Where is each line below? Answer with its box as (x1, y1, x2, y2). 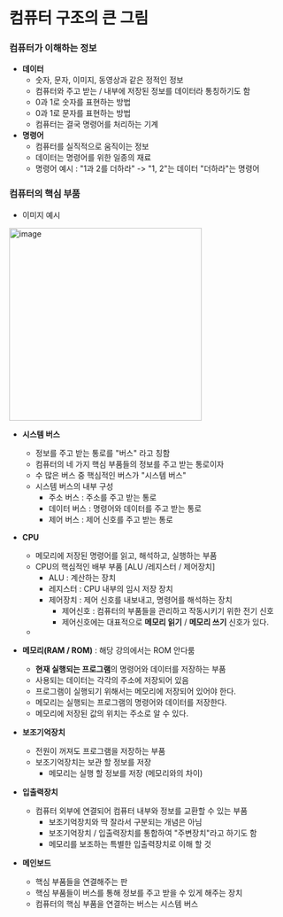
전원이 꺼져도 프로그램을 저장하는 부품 (34, 745, 166, 756)
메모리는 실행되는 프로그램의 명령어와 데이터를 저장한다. (34, 696, 227, 707)
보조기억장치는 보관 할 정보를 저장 (34, 757, 152, 767)
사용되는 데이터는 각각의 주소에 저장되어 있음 (34, 674, 189, 685)
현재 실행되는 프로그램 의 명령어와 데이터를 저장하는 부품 (34, 664, 226, 674)
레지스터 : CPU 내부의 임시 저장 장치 (48, 583, 174, 594)
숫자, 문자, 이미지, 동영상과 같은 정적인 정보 (34, 74, 184, 85)
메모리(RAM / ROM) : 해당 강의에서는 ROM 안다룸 (21, 644, 195, 656)
